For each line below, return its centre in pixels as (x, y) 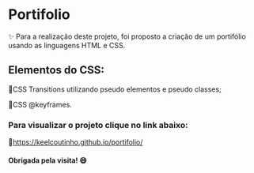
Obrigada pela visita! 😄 (47, 160)
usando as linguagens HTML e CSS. (67, 45)
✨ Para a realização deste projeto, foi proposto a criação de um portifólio (127, 36)
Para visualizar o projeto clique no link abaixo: (98, 125)
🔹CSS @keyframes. (40, 104)
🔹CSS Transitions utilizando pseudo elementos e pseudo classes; (115, 89)
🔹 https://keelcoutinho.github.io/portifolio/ (76, 142)
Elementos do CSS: (56, 70)
